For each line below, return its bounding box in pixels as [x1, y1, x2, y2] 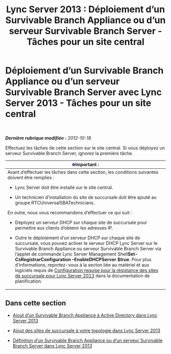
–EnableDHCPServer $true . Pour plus [72, 256, 152, 262]
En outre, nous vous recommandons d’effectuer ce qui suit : [7, 209, 132, 215]
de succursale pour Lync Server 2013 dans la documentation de [15, 272, 150, 279]
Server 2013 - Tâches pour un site [5, 97, 152, 109]
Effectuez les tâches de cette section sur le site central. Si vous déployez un [5, 144, 165, 151]
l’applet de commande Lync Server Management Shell [15, 251, 128, 257]
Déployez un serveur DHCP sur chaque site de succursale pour [15, 219, 148, 225]
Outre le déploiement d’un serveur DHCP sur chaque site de [15, 235, 140, 241]
